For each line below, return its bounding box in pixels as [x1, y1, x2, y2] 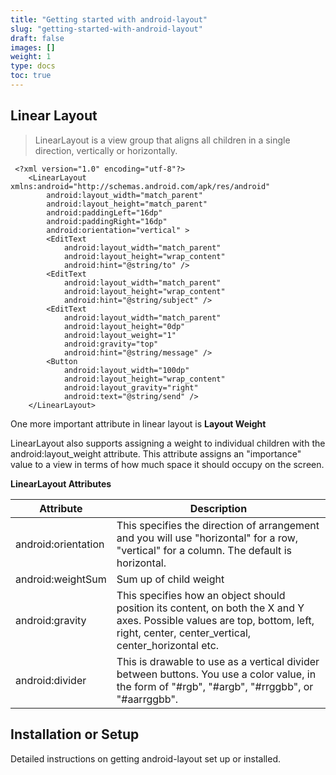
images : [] [10, 42, 56, 53]
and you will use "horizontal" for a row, [116, 531, 299, 545]
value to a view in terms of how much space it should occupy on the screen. [10, 458, 325, 470]
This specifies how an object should [116, 588, 286, 602]
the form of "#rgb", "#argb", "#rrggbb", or [116, 679, 314, 693]
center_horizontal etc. [116, 638, 220, 652]
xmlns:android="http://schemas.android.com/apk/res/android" [10, 181, 271, 191]
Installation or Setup [10, 726, 140, 743]
